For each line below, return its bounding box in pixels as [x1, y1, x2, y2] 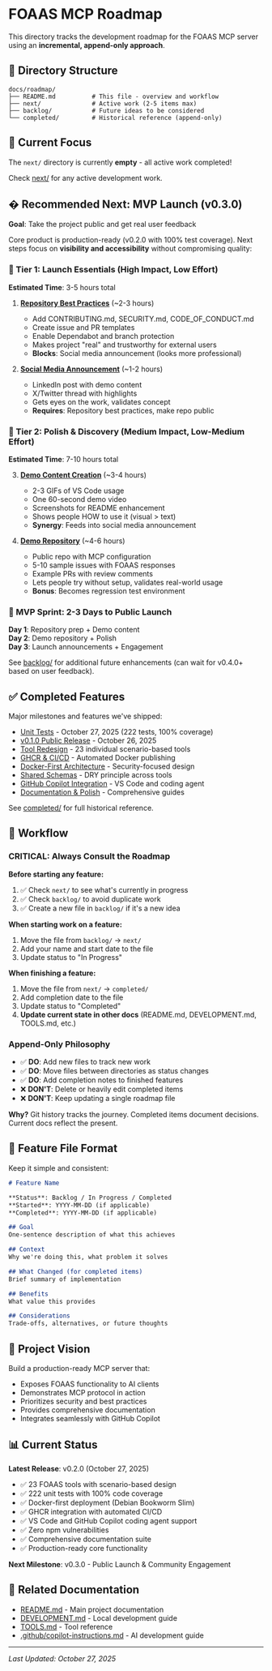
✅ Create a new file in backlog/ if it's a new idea [19, 903, 181, 913]
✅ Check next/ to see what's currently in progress [19, 885, 189, 894]
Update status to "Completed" [19, 1000, 121, 1010]
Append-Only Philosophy [8, 1039, 111, 1050]
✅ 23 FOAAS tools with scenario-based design [19, 1479, 176, 1489]
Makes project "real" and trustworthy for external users [32, 340, 217, 349]
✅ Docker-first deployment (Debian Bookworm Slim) [19, 1497, 195, 1507]
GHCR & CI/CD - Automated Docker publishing [19, 753, 176, 763]
